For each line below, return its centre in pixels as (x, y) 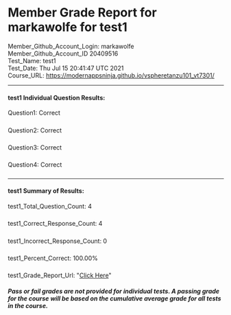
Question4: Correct (35, 165)
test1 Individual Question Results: (57, 97)
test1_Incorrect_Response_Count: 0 (58, 241)
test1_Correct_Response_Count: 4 (55, 224)
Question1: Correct (34, 113)
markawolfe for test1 (68, 27)
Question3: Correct (35, 147)
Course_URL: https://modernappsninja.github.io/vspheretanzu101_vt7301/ (111, 75)
